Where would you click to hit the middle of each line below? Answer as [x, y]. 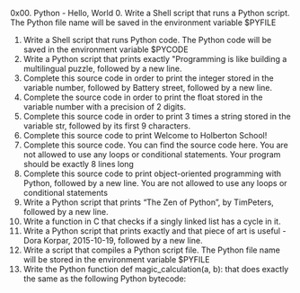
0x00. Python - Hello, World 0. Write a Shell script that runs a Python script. [150, 13]
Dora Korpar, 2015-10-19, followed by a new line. [113, 240]
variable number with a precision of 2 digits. [105, 107]
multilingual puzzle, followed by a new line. [102, 68]
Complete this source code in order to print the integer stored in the [148, 78]
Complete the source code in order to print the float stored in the [143, 97]
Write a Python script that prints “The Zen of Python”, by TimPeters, [149, 202]
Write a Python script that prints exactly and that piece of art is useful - [154, 231]
